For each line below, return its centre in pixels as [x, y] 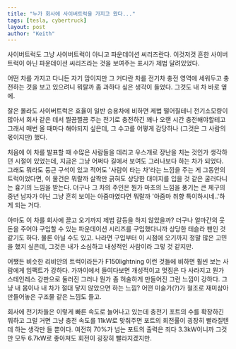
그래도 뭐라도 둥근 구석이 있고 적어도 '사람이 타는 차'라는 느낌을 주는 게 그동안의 [117, 170]
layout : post [26, 27]
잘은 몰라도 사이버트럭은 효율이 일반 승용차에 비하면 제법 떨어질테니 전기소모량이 [118, 111]
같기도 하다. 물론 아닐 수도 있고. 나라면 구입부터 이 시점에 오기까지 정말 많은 [111, 238]
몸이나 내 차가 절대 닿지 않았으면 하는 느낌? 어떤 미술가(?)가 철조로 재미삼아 [125, 288]
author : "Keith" [31, 33]
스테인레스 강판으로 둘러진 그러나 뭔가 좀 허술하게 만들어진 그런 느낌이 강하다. [114, 279]
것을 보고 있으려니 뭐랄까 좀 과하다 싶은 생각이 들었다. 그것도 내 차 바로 [123, 87]
